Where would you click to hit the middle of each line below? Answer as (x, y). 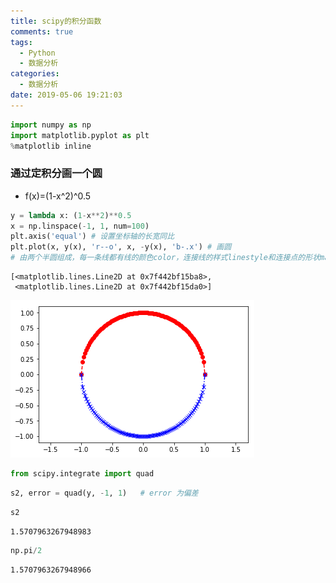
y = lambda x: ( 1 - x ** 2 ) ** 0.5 (71, 215)
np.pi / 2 (26, 550)
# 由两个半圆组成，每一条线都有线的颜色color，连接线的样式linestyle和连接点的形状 (165, 258)
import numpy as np (51, 125)
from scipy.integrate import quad (82, 474)
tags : (21, 42)
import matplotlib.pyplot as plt (80, 135)
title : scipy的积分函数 (56, 21)
